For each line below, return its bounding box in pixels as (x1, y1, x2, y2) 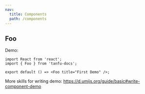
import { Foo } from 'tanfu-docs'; (5, 61, 77, 66)
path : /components (9, 16, 47, 21)
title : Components (9, 12, 47, 17)
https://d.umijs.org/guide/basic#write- (63, 78, 140, 84)
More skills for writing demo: (5, 78, 62, 84)
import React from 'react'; (5, 57, 62, 62)
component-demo (5, 84, 41, 90)
